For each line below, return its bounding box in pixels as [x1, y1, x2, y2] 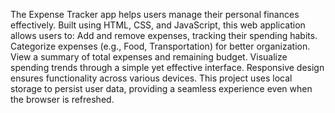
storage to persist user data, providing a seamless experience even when [10, 83, 313, 94]
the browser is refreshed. [10, 94, 115, 105]
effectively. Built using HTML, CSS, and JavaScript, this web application [10, 19, 306, 31]
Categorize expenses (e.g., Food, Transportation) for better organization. [10, 40, 311, 52]
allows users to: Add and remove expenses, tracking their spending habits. [10, 30, 318, 41]
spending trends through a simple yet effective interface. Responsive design [10, 62, 325, 73]
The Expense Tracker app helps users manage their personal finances [10, 9, 300, 20]
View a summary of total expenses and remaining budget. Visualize [10, 51, 288, 63]
